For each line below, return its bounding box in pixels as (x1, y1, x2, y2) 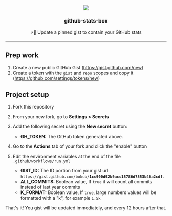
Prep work (5, 51, 39, 59)
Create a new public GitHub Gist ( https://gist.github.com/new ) (12, 64, 144, 71)
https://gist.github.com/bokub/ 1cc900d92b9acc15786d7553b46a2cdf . (20, 173, 164, 179)
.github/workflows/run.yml (12, 159, 71, 164)
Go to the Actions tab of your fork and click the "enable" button (12, 143, 147, 149)
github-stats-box (63, 17, 109, 24)
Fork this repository (12, 103, 54, 110)
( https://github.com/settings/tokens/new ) (12, 75, 100, 81)
